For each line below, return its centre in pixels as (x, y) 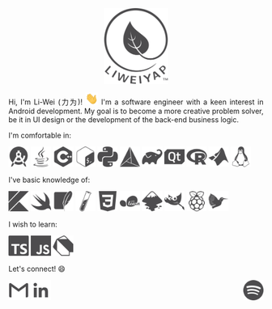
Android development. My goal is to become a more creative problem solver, (136, 111)
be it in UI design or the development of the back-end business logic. (123, 120)
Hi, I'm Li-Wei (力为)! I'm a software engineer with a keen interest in (136, 102)
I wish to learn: (33, 224)
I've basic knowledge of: (49, 180)
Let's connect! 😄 (37, 269)
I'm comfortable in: (40, 135)
